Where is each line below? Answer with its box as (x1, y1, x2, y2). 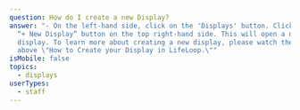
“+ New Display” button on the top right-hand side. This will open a (17, 29, 286, 38)
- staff (17, 87, 46, 96)
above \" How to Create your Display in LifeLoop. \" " (17, 46, 218, 55)
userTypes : (9, 79, 50, 88)
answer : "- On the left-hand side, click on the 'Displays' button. (9, 21, 270, 30)
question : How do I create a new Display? (9, 12, 170, 22)
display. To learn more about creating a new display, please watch (17, 37, 278, 47)
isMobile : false (9, 54, 70, 63)
